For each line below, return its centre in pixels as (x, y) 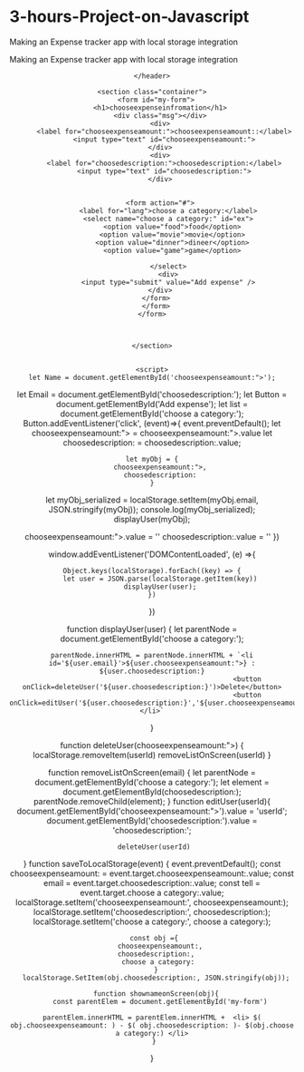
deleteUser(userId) (154, 847)
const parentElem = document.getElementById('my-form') (161, 1001)
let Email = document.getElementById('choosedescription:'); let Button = (152, 394)
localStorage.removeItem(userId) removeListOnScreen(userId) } (152, 755)
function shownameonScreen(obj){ (157, 994)
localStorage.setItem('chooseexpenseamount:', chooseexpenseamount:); (152, 902)
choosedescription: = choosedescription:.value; (152, 443)
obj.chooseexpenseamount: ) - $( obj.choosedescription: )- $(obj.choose (152, 1025)
